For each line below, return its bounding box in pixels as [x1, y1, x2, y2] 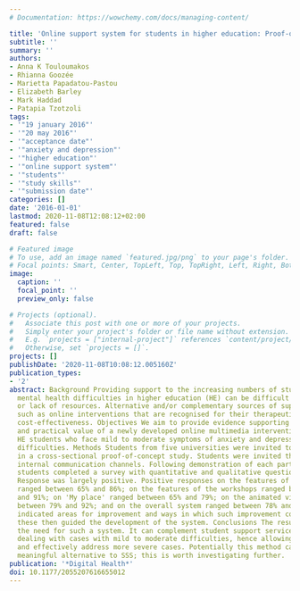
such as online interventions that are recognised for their [17, 410, 250, 420]
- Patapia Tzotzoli [9, 104, 82, 112]
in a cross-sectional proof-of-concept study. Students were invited [17, 452, 281, 461]
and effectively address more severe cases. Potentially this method [17, 543, 281, 552]
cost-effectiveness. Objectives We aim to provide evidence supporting [17, 419, 290, 428]
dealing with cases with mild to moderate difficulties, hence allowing [17, 535, 294, 544]
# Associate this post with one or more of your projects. [9, 319, 242, 328]
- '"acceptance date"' [9, 137, 94, 146]
